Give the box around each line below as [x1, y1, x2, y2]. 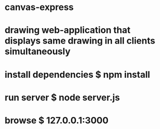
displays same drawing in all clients [4, 35, 155, 47]
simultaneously [4, 46, 71, 57]
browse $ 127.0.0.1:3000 [4, 114, 108, 126]
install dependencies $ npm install [4, 69, 150, 80]
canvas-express [4, 2, 74, 13]
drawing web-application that [4, 25, 130, 36]
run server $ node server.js [4, 92, 120, 103]
